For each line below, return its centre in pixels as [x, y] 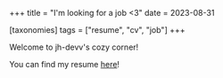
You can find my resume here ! [65, 64]
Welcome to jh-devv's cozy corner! [74, 47]
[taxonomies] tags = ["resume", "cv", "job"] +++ [97, 30]
